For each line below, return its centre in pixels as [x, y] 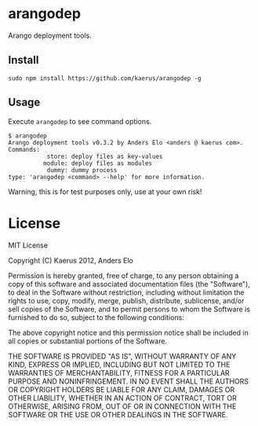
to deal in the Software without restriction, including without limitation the [126, 292]
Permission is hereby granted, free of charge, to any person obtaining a [124, 275]
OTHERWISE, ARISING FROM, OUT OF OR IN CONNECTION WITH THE [122, 406]
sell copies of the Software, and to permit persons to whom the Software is [129, 309]
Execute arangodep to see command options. [80, 121]
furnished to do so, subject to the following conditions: [96, 317]
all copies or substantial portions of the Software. [87, 341]
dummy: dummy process [82, 170]
